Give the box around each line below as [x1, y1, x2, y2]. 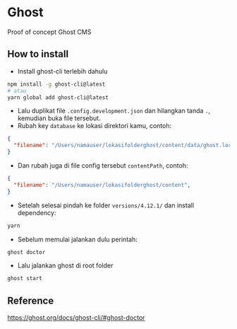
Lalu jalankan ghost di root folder [17, 261, 114, 270]
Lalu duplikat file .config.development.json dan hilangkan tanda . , [17, 107, 210, 115]
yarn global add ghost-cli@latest [7, 93, 109, 101]
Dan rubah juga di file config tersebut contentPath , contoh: [17, 161, 188, 170]
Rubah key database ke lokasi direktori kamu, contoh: [17, 122, 171, 130]
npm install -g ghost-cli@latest [7, 81, 106, 88]
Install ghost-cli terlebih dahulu [17, 67, 108, 75]
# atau [7, 87, 27, 94]
